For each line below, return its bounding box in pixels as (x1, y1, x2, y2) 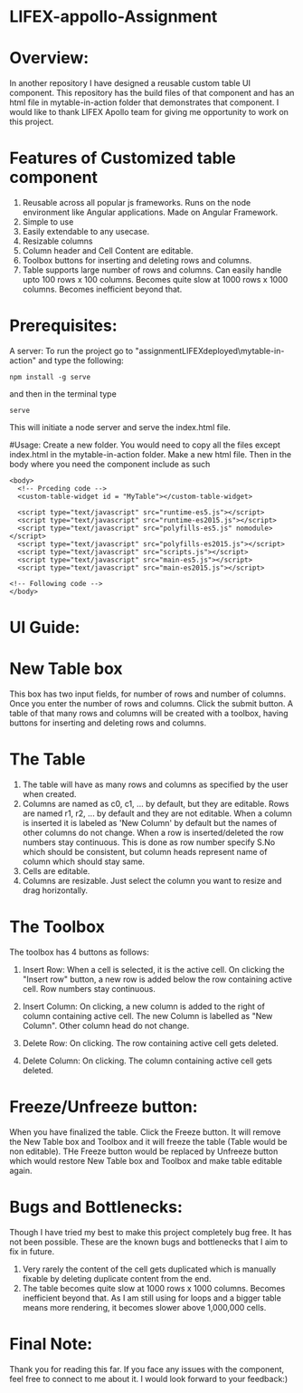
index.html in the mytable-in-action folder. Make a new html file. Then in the (9, 449, 292, 459)
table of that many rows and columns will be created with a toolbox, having (9, 708, 289, 719)
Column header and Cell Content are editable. (22, 245, 194, 256)
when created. (22, 789, 77, 800)
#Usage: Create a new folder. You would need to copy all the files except (9, 439, 280, 450)
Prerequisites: (9, 315, 118, 336)
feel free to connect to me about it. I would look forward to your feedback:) (9, 1373, 289, 1384)
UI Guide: (9, 618, 80, 638)
